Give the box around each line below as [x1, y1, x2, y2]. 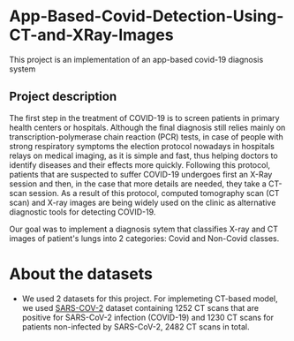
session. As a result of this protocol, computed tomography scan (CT [28, 187, 280, 198]
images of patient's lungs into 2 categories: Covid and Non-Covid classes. [9, 232, 280, 244]
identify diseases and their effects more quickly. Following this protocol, [9, 159, 271, 170]
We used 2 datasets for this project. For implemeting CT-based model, [21, 293, 278, 304]
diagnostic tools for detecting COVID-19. [9, 206, 156, 217]
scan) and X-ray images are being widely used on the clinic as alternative [9, 197, 276, 208]
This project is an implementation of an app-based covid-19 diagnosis [9, 54, 264, 64]
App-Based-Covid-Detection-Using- [9, 6, 284, 27]
